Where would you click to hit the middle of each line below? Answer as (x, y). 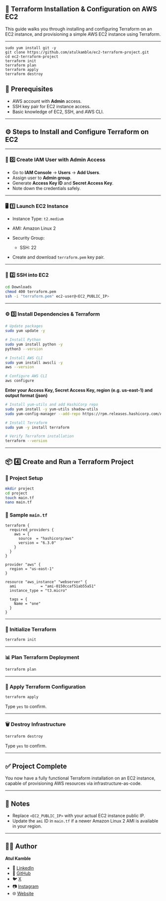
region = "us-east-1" (32, 569)
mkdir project (20, 488)
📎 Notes (18, 804)
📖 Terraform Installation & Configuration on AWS (81, 9)
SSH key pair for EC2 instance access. (51, 106)
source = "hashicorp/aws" (46, 538)
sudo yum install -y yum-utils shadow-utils (52, 409)
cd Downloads (19, 287)
